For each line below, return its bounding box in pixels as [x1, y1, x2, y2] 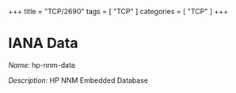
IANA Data [8, 35, 78, 52]
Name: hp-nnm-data [8, 60, 75, 69]
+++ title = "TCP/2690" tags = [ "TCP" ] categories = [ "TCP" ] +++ [8, 7, 228, 16]
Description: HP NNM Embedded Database [8, 75, 149, 85]
